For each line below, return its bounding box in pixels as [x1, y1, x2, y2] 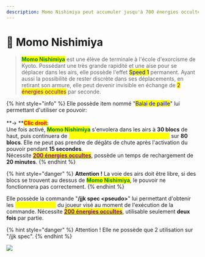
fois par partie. [6, 214, 44, 222]
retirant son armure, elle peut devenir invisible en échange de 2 [21, 81, 181, 89]
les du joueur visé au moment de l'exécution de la [6, 201, 174, 208]
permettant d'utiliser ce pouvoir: [6, 106, 87, 114]
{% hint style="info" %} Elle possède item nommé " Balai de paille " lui [6, 100, 180, 107]
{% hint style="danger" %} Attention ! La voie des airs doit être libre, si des [6, 170, 196, 177]
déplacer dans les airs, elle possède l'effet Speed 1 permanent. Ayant [21, 68, 195, 76]
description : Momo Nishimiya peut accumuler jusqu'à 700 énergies [6, 9, 179, 15]
